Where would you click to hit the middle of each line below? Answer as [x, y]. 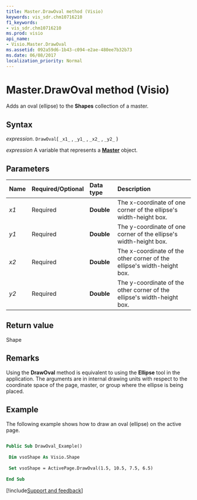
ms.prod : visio [25, 34]
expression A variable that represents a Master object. [72, 150]
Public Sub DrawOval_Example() [44, 446]
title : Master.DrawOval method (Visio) [55, 11]
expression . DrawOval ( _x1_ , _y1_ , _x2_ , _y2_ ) [62, 139]
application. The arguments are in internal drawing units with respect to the [97, 379]
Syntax [19, 124]
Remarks [23, 359]
